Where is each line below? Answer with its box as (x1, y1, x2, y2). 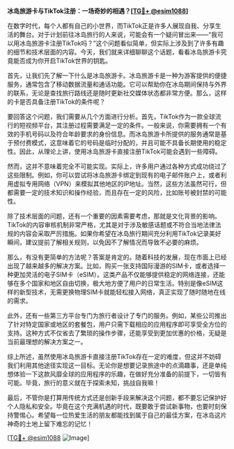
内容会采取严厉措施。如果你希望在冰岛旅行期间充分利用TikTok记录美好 (19, 230, 221, 237)
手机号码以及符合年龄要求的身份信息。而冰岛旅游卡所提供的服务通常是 (19, 130, 221, 138)
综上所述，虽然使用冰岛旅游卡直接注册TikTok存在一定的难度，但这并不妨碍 (7, 353, 221, 360)
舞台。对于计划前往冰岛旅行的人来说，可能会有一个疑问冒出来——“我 (19, 31, 218, 38)
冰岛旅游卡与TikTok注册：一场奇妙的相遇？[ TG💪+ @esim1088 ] (7, 7, 189, 15)
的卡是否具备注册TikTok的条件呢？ (7, 98, 106, 105)
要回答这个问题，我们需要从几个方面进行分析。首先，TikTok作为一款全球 (7, 112, 216, 121)
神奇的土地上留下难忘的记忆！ (7, 420, 93, 428)
